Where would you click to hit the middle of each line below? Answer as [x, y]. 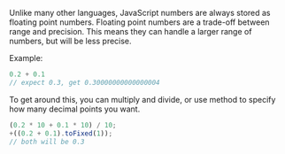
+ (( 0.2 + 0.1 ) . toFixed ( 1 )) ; [61, 133]
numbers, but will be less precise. [70, 41]
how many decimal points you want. [75, 109]
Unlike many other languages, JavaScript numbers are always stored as [140, 13]
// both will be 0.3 [47, 142]
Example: [26, 58]
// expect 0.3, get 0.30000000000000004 [85, 82]
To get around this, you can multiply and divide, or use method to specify [142, 99]
